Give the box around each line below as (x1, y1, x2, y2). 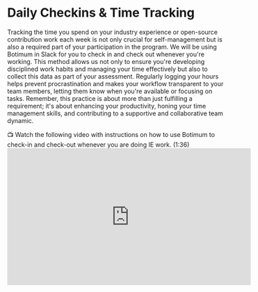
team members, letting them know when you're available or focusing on (7, 87, 213, 95)
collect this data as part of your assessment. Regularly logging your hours (7, 72, 219, 81)
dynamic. (7, 116, 34, 124)
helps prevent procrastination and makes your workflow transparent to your (7, 79, 224, 88)
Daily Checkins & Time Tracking (7, 5, 195, 21)
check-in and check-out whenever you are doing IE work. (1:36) (7, 140, 190, 149)
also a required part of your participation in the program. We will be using (7, 42, 217, 51)
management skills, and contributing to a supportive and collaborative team (7, 109, 224, 117)
